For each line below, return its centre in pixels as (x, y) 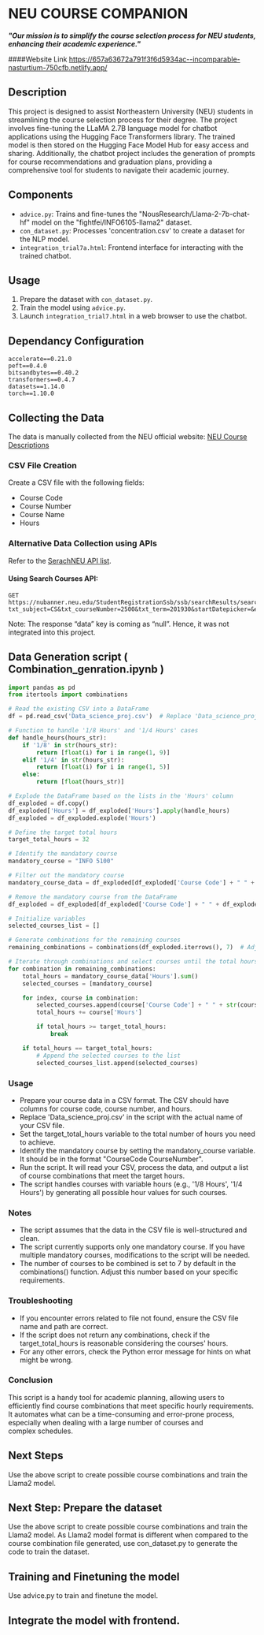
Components (40, 195)
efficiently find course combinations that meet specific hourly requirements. (131, 1406)
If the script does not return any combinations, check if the (115, 1335)
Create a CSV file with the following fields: (77, 482)
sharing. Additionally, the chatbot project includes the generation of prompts (132, 153)
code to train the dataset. (49, 1552)
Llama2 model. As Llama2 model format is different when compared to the (128, 1535)
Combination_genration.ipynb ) (86, 670)
